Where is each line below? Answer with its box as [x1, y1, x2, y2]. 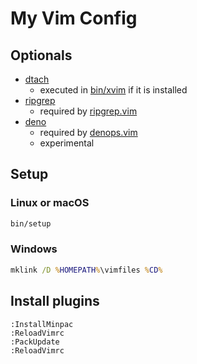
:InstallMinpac [10, 319, 74, 329]
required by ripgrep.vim [39, 105, 138, 117]
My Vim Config [10, 7, 138, 30]
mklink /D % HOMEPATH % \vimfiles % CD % [10, 265, 163, 275]
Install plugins [10, 293, 100, 310]
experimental [39, 137, 95, 149]
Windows [10, 242, 58, 256]
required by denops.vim [39, 127, 138, 138]
